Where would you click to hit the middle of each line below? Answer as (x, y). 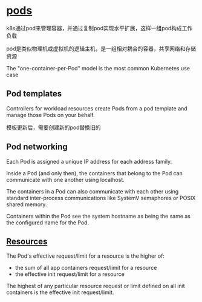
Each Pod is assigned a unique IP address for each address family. (89, 161)
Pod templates (34, 94)
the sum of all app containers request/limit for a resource (86, 268)
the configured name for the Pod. (48, 223)
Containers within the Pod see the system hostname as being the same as (98, 216)
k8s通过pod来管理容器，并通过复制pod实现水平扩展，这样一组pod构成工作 (99, 28)
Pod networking (37, 147)
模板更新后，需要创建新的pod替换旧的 (54, 127)
